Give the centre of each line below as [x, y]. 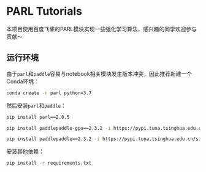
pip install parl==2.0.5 [38, 117]
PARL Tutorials [44, 11]
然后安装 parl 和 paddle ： [36, 105]
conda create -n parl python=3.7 [49, 93]
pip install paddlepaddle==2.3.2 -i [53, 139]
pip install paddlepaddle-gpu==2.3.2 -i [59, 128]
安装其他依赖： [25, 152]
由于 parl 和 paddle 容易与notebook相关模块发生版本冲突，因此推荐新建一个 [99, 73]
